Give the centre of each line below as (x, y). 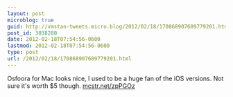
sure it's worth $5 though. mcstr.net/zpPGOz (71, 86)
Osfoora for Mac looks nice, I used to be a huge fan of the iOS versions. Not (115, 78)
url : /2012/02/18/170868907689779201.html (69, 59)
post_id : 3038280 (32, 33)
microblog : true (31, 20)
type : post (23, 53)
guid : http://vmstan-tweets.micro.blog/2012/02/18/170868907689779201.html (119, 26)
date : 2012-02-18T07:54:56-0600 (54, 39)
